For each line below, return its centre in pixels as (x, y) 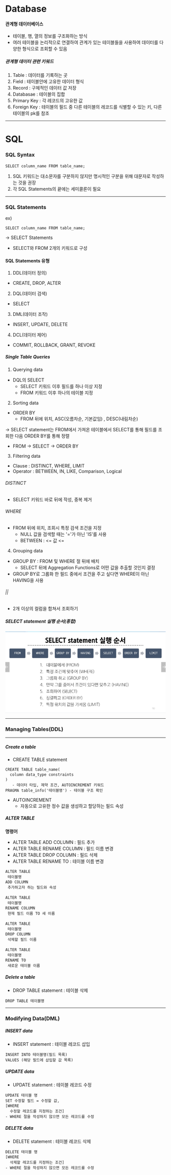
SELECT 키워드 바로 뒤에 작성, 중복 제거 (52, 500)
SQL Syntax (20, 155)
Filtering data (26, 456)
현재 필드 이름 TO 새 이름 (31, 914)
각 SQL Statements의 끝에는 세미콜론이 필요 (57, 189)
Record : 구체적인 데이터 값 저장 (45, 88)
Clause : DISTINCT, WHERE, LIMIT (49, 466)
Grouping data (28, 550)
